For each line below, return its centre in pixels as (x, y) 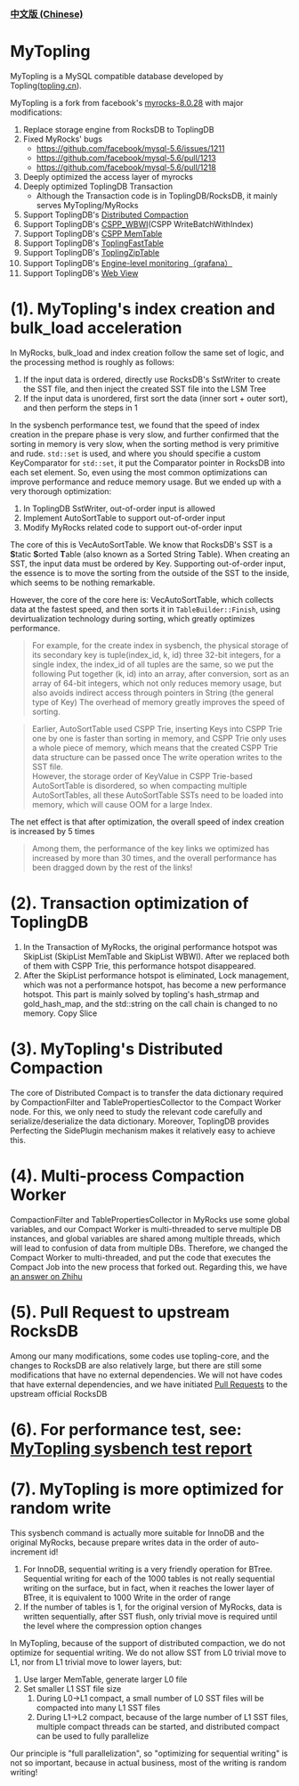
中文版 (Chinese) (47, 13)
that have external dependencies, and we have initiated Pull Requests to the (149, 1384)
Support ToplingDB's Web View (81, 272)
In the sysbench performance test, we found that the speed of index (135, 425)
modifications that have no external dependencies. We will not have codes (146, 1375)
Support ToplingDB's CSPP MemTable (93, 233)
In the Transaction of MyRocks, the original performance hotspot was (150, 946)
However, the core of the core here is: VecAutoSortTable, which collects (142, 599)
